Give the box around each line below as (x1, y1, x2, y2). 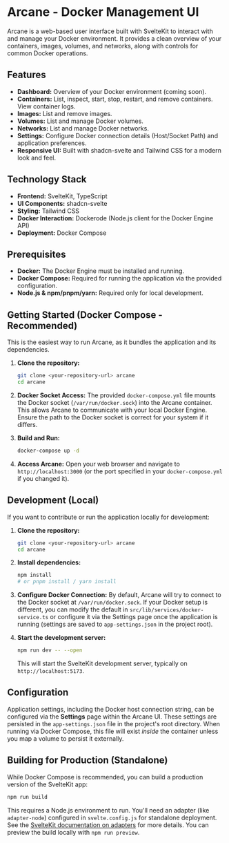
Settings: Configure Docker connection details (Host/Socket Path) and (17, 131, 219, 140)
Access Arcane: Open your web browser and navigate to (17, 460, 181, 468)
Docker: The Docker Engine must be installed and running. (17, 267, 185, 275)
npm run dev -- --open (17, 647, 83, 654)
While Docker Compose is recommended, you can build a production (7, 773, 203, 781)
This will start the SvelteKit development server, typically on (17, 659, 188, 667)
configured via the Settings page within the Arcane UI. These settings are (7, 712, 217, 721)
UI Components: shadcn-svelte (17, 199, 108, 207)
